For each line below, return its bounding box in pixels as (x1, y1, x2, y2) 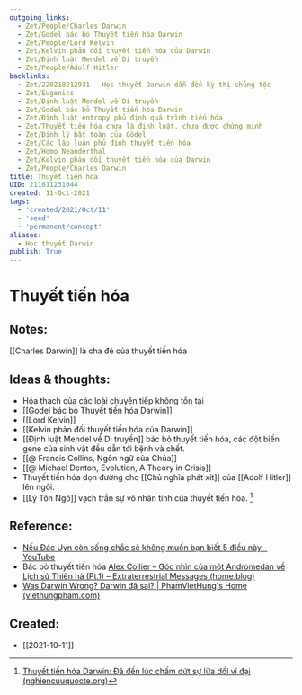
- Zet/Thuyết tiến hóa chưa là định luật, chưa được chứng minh (17, 122, 263, 131)
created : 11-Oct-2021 (9, 189, 91, 198)
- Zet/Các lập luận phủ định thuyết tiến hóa (17, 138, 191, 147)
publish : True (9, 247, 63, 256)
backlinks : (9, 72, 50, 81)
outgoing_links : (9, 13, 70, 22)
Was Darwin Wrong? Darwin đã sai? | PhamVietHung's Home (22, 581, 248, 592)
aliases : (9, 230, 42, 239)
